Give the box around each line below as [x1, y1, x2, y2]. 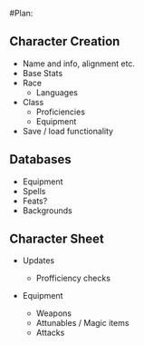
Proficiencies [35, 106, 86, 117]
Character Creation [9, 34, 120, 49]
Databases [9, 152, 72, 167]
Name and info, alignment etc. [22, 58, 136, 69]
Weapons [35, 308, 72, 319]
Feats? [22, 195, 48, 206]
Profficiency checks [35, 272, 111, 284]
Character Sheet [9, 232, 104, 247]
